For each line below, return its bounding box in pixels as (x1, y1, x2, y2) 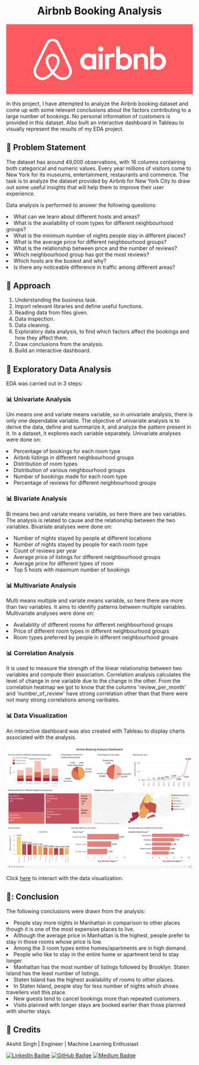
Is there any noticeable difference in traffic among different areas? (14, 263, 175, 271)
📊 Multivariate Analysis (6, 581, 77, 589)
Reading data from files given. (14, 309, 88, 316)
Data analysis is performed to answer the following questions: (6, 201, 157, 209)
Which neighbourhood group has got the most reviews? (14, 251, 150, 258)
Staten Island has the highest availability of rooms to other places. (14, 976, 175, 983)
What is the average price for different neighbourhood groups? (14, 238, 167, 245)
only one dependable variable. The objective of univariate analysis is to (6, 417, 180, 425)
